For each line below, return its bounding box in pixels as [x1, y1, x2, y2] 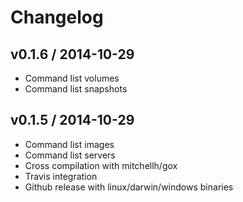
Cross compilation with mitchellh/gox [24, 159, 178, 171]
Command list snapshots [24, 83, 128, 95]
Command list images [24, 138, 115, 150]
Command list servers [24, 149, 116, 161]
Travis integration [24, 170, 98, 182]
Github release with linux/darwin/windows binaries [24, 181, 234, 193]
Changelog [10, 6, 104, 29]
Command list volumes [24, 72, 120, 84]
